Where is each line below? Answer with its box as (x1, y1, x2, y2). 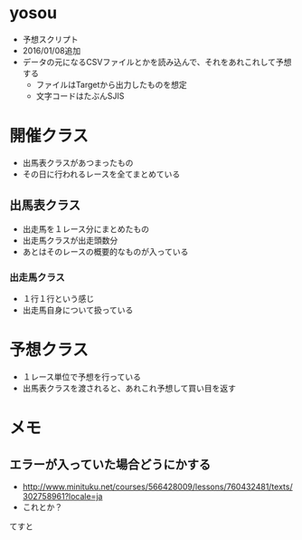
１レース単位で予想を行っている (22, 371, 142, 382)
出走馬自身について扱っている (22, 304, 134, 315)
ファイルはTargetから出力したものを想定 (35, 79, 187, 90)
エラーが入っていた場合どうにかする (9, 457, 211, 472)
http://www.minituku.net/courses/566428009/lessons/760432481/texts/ (22, 481, 293, 492)
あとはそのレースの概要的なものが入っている (22, 246, 189, 256)
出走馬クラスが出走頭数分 (22, 235, 118, 246)
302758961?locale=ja (22, 490, 103, 501)
